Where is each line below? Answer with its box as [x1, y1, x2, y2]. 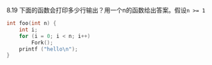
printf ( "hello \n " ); [19, 46, 78, 53]
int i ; [19, 26, 38, 33]
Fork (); [31, 39, 53, 46]
